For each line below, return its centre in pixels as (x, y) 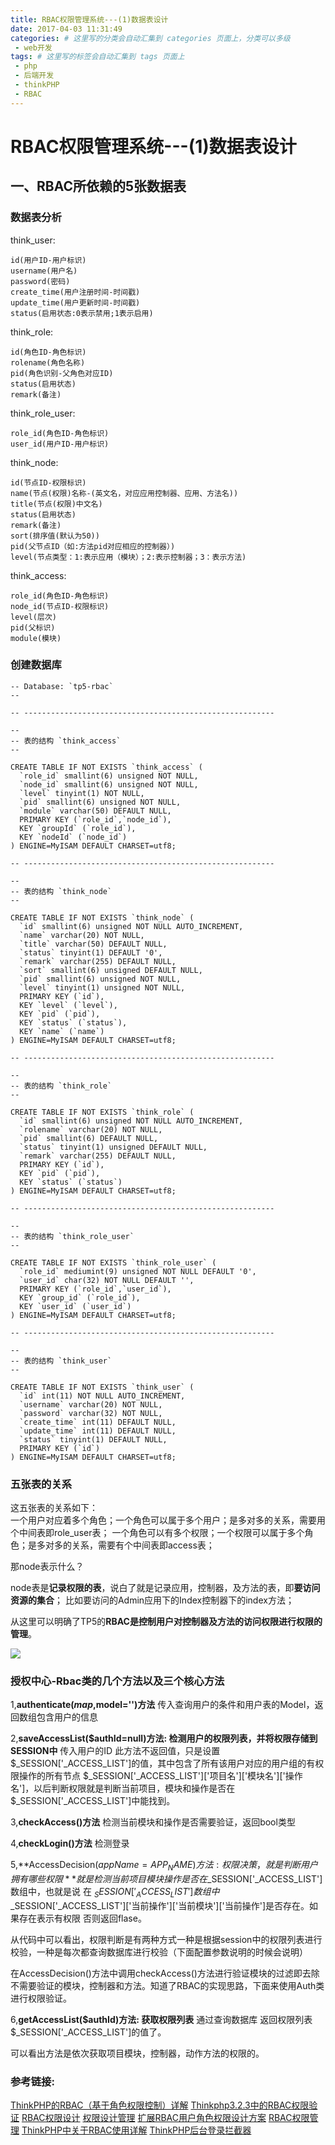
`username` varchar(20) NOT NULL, (91, 1404)
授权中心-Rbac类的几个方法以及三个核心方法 (117, 1681)
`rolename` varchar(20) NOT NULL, (91, 1129)
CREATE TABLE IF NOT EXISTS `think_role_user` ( (113, 1262)
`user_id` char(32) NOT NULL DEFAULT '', (107, 1280)
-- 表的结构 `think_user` (61, 1361)
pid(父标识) (33, 627)
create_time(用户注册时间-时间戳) (75, 292)
